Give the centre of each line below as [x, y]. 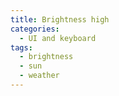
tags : [21, 47]
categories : [35, 29]
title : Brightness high [60, 19]
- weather [39, 76]
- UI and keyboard [58, 38]
